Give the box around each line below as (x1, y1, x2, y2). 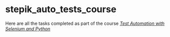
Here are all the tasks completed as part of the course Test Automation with (5, 20, 165, 26)
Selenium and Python (5, 25, 51, 31)
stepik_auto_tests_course (5, 4, 116, 15)
